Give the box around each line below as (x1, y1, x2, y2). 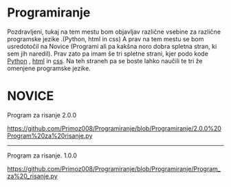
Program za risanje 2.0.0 (7, 111, 77, 119)
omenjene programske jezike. (7, 64, 91, 72)
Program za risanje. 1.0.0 (7, 151, 78, 159)
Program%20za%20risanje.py (7, 131, 93, 140)
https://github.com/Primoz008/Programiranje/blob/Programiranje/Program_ (7, 164, 221, 173)
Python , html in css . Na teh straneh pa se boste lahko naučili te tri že (7, 56, 203, 65)
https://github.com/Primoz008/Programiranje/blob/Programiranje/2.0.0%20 (7, 124, 222, 132)
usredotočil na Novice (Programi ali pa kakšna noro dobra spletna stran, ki (7, 42, 217, 50)
